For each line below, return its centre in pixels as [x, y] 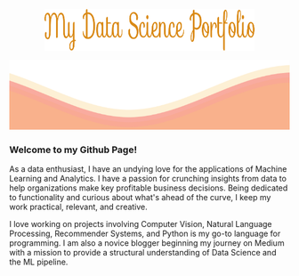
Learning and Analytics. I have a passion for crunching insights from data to [148, 179]
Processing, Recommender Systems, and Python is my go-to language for [145, 234]
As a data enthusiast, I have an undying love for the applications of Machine [148, 169]
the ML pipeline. [39, 262]
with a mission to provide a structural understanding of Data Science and [143, 253]
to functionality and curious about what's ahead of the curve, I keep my [140, 198]
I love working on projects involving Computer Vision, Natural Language [141, 224]
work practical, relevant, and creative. [79, 207]
